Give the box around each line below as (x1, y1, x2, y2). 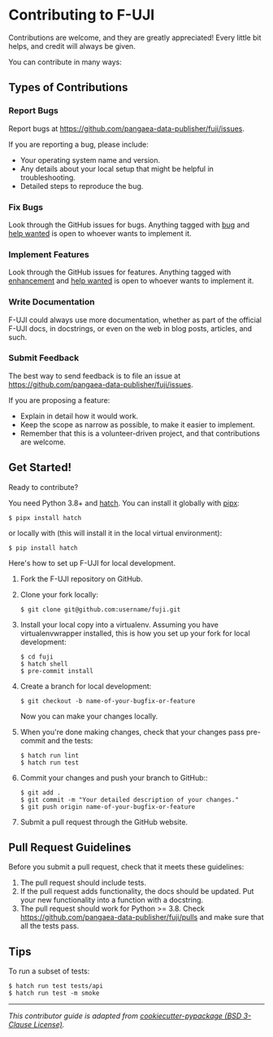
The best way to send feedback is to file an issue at (8, 370, 181, 380)
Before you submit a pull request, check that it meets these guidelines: (8, 862, 245, 872)
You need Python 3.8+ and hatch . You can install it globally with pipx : (8, 498, 240, 508)
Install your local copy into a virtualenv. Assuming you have (19, 619, 219, 629)
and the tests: (47, 735, 93, 746)
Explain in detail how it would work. (19, 411, 139, 421)
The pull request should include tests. (19, 877, 147, 888)
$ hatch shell (19, 659, 68, 668)
